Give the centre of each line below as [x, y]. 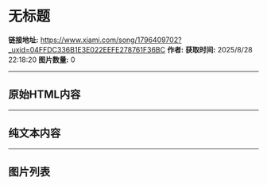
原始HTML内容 [44, 95]
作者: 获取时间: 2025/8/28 [209, 49]
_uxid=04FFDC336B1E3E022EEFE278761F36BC [87, 49]
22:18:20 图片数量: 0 [42, 60]
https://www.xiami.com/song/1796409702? [111, 40]
